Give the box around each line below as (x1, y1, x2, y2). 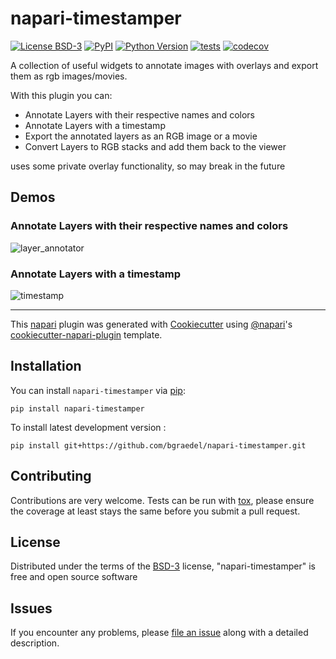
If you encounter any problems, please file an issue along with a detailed (10, 627, 309, 639)
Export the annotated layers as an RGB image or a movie (24, 130, 258, 142)
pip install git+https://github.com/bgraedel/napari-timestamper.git (10, 440, 307, 451)
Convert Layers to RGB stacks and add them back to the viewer (24, 140, 287, 152)
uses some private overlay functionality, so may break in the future (10, 160, 286, 172)
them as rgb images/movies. (10, 70, 128, 82)
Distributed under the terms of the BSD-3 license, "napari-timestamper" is (10, 560, 316, 572)
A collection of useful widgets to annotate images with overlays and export (10, 59, 319, 71)
